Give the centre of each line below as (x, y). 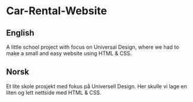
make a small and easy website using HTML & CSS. (69, 53)
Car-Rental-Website (57, 11)
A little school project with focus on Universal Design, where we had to (93, 47)
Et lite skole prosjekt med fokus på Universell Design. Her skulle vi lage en (96, 86)
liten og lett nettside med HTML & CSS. (54, 93)
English (20, 33)
